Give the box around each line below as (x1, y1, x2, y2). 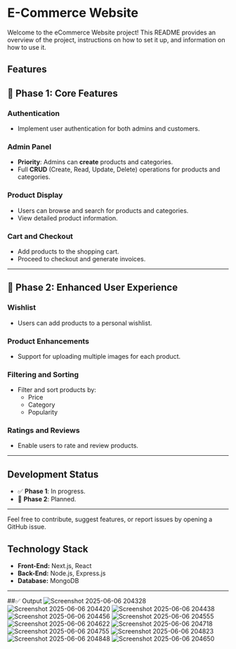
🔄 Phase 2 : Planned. (17, 495, 77, 504)
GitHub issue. (7, 523, 47, 531)
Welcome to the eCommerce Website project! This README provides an (7, 28, 216, 37)
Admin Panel (7, 142, 51, 152)
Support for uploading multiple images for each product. (17, 352, 181, 360)
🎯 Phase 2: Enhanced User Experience (7, 282, 178, 294)
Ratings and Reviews (7, 426, 80, 435)
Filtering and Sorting (7, 369, 79, 379)
